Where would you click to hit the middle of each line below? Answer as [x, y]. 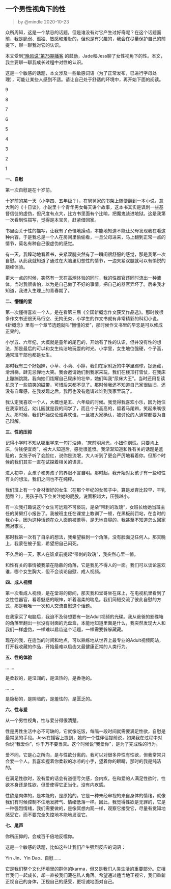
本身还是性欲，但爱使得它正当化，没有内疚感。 [59, 785]
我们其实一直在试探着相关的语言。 [50, 462]
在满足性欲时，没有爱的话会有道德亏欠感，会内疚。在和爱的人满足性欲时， [83, 778]
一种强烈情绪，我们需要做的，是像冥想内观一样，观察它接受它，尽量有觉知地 [85, 808]
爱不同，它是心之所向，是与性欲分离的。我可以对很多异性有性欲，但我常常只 [85, 755]
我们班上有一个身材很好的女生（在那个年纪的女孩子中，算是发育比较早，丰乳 [85, 490]
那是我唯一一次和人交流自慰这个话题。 [54, 606]
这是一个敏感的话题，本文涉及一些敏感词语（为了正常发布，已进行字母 [79, 73]
